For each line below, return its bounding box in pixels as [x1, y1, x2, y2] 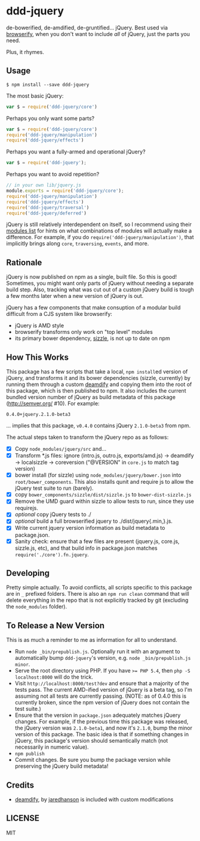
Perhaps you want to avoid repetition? [6, 171, 100, 178]
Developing [6, 568, 50, 578]
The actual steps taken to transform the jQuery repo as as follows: [6, 433, 169, 441]
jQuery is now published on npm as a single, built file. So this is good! [6, 273, 177, 281]
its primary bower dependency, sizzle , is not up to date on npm [14, 334, 170, 342]
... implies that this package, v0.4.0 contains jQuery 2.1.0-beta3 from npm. [6, 422, 191, 429]
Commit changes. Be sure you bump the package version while [14, 756, 171, 764]
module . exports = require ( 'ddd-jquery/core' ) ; [6, 188, 124, 194]
